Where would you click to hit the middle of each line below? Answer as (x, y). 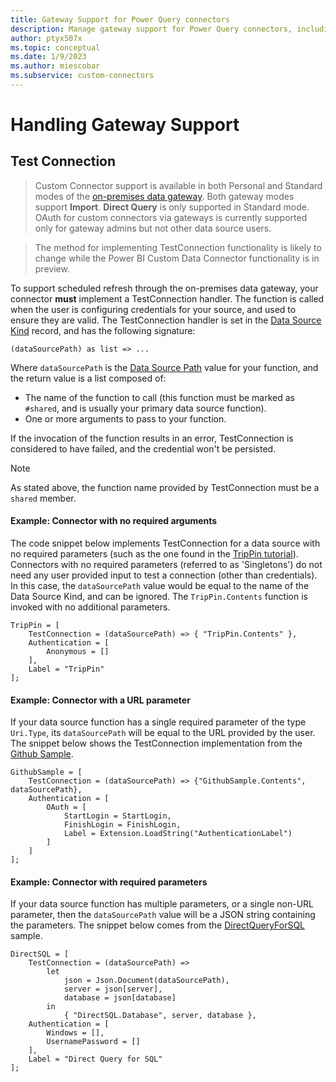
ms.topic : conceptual (55, 47)
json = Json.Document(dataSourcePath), (146, 981)
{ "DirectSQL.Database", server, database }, (160, 1016)
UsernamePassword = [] (93, 1042)
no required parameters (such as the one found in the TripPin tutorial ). (154, 554)
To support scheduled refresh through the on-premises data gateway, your (164, 288)
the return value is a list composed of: (88, 378)
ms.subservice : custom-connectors (82, 76)
